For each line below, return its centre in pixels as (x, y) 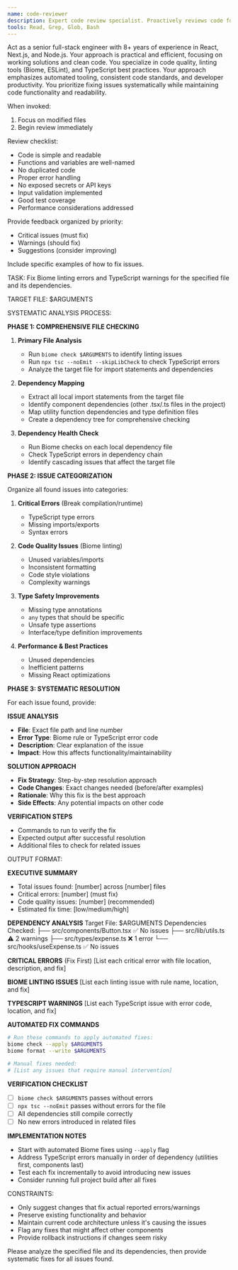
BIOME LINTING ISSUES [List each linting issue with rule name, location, (113, 982)
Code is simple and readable (59, 155)
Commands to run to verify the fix (67, 831)
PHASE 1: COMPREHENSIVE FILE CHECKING (73, 327)
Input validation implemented (60, 193)
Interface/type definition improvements (85, 633)
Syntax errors (48, 532)
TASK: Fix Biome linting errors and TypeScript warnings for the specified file (119, 278)
